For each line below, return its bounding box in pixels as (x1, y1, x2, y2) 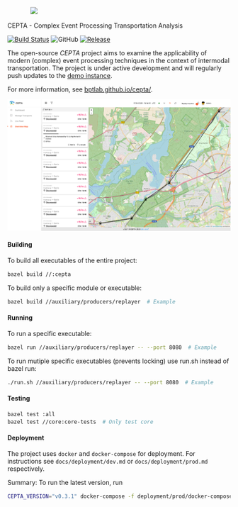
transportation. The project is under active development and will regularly (7, 64, 222, 72)
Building (7, 240, 33, 249)
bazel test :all (7, 411, 55, 418)
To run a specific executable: (7, 329, 92, 338)
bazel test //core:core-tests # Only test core (7, 418, 154, 425)
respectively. (7, 464, 45, 473)
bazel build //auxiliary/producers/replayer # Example (7, 298, 176, 305)
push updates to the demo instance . (7, 72, 113, 79)
